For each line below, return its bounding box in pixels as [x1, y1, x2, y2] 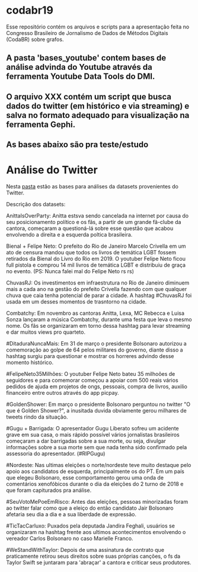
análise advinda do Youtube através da [6, 62, 152, 72]
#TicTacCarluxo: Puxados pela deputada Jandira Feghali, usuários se [6, 522, 175, 529]
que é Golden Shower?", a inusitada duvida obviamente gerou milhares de [6, 407, 187, 414]
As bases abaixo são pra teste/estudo [6, 140, 149, 150]
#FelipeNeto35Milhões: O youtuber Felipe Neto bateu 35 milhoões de [6, 370, 175, 378]
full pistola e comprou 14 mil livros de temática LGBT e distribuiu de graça [6, 261, 186, 269]
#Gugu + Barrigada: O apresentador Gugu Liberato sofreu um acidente [6, 425, 179, 432]
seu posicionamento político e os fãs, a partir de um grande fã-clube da [6, 219, 181, 226]
